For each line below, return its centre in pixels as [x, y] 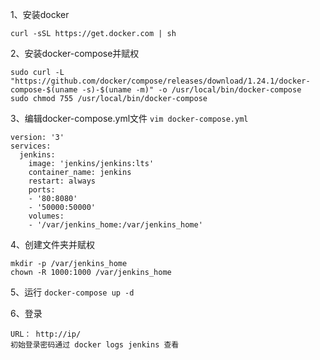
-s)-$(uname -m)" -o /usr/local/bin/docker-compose [191, 90]
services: [31, 146]
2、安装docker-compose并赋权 [75, 53]
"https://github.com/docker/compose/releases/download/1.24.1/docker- [160, 81]
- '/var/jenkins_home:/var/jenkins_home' [115, 225]
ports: [42, 190]
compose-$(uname [44, 90]
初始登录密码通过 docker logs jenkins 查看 [95, 345]
